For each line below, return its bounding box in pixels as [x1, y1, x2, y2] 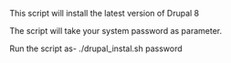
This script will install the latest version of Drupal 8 [9, 8, 200, 18]
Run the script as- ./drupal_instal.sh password [9, 43, 183, 54]
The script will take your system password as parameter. [9, 26, 223, 36]
